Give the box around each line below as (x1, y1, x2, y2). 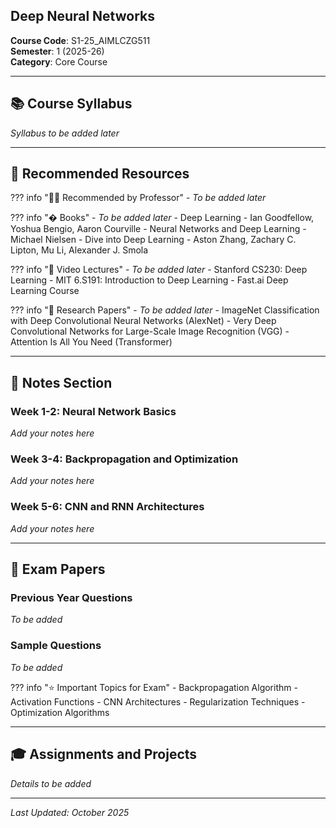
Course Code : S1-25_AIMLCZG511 (10, 34, 151, 46)
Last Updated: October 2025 (10, 806, 130, 818)
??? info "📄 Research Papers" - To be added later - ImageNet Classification (10, 304, 320, 316)
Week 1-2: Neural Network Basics (10, 404, 177, 418)
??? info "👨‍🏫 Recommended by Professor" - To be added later (10, 192, 267, 204)
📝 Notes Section (10, 374, 113, 391)
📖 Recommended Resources (10, 165, 190, 183)
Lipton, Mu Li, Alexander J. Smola (10, 244, 149, 256)
